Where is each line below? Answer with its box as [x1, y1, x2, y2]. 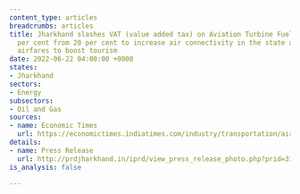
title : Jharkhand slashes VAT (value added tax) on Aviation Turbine [9, 30, 274, 38]
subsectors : [9, 96, 54, 105]
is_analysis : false [9, 163, 82, 172]
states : [9, 63, 38, 72]
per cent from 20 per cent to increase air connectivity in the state [17, 38, 286, 47]
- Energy [9, 88, 42, 97]
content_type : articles [9, 13, 98, 22]
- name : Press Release [9, 146, 94, 155]
